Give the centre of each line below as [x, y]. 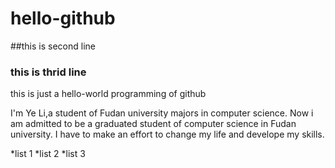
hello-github [63, 18]
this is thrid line [48, 72]
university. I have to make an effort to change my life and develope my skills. [167, 134]
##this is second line [53, 46]
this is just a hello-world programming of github [108, 94]
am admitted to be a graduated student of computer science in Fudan [153, 124]
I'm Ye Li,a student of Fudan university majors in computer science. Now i [162, 113]
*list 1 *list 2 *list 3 [48, 154]
